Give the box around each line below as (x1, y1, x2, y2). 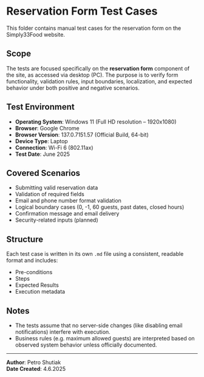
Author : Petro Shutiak (6, 359, 61, 366)
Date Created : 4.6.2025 (6, 365, 66, 372)
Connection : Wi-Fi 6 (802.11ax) (15, 144, 93, 151)
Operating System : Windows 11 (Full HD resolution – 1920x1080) (15, 118, 177, 125)
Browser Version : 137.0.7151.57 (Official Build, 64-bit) (15, 131, 149, 138)
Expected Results (15, 281, 59, 289)
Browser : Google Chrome (15, 124, 80, 132)
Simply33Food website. (6, 30, 66, 38)
